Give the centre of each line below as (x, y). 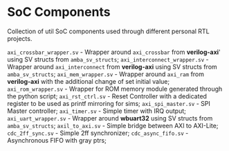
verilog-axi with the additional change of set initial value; (89, 81)
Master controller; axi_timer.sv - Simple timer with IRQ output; (97, 111)
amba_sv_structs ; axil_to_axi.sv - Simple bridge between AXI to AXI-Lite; (113, 125)
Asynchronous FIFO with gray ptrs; (57, 140)
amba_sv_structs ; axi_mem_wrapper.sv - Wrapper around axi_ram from (106, 74)
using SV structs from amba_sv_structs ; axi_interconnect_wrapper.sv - (108, 59)
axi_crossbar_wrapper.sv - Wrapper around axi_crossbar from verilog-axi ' (114, 52)
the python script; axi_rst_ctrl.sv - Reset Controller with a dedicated (107, 96)
